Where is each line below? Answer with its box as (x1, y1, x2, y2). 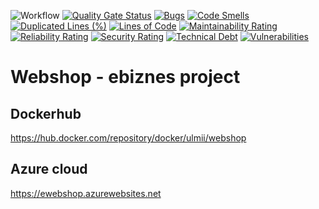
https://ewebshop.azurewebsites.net (10, 187, 162, 199)
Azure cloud (10, 161, 88, 178)
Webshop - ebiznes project (10, 66, 241, 89)
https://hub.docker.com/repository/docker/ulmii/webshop (10, 132, 247, 144)
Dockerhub (10, 105, 82, 122)
